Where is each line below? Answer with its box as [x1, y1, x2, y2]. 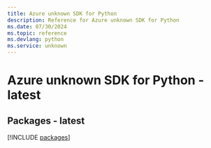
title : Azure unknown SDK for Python [7, 10, 117, 17]
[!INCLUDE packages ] [7, 133, 71, 141]
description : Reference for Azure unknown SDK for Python [7, 17, 180, 24]
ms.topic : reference [7, 29, 68, 37]
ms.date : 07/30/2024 [7, 23, 68, 30]
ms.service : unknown [7, 42, 68, 49]
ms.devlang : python [7, 36, 64, 43]
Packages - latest [7, 115, 85, 126]
